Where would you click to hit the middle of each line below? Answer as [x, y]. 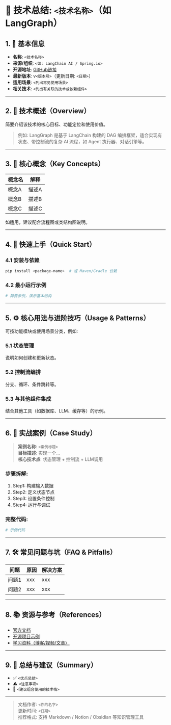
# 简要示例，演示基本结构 [28, 296]
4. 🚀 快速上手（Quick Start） [51, 244]
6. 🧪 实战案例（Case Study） [51, 433]
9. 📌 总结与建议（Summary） [51, 665]
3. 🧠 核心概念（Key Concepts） [55, 164]
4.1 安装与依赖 [22, 260]
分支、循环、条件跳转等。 [32, 384]
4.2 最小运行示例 [26, 285]
